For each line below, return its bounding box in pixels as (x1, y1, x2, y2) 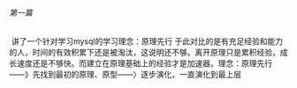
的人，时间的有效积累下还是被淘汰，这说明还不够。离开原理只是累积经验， (9, 48, 280, 58)
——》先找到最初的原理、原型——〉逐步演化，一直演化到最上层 (9, 70, 241, 80)
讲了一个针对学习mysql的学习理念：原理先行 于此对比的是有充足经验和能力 (11, 36, 284, 47)
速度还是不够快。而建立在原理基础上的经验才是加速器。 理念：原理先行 (16, 58, 272, 69)
